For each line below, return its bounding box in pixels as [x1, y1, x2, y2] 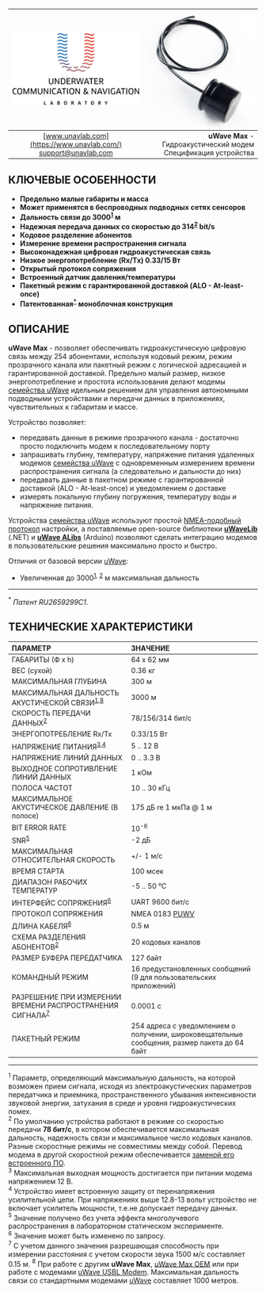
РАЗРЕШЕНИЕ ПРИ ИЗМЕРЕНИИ [11, 992, 122, 1001]
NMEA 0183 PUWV [131, 909, 196, 918]
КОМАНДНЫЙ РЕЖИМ [11, 973, 89, 982]
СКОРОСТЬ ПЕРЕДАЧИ [11, 709, 91, 718]
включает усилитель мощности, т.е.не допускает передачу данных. [8, 1203, 238, 1213]
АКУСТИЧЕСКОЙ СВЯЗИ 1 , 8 [11, 696, 104, 707]
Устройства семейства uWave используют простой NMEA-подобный [8, 515, 241, 525]
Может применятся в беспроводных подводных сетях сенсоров [19, 203, 246, 212]
